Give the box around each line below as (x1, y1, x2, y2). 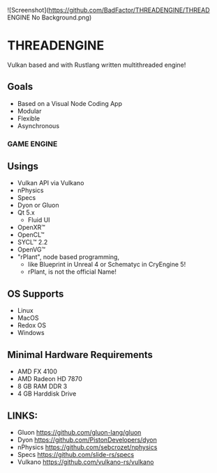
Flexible (17, 114, 40, 123)
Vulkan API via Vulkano (17, 179, 84, 187)
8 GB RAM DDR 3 (17, 382, 68, 391)
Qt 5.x (17, 208, 35, 217)
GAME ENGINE (7, 139, 58, 148)
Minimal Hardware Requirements (7, 348, 154, 361)
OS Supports (7, 288, 64, 300)
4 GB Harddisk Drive (17, 389, 77, 398)
